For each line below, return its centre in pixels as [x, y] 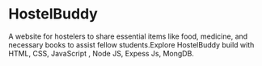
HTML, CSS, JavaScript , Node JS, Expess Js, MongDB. [101, 53]
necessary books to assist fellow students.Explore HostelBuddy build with [131, 44]
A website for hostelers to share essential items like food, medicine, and [128, 36]
